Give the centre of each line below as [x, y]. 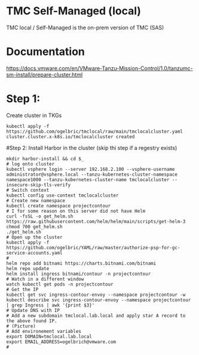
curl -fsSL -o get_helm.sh [40, 216]
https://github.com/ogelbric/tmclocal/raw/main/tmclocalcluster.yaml [95, 131]
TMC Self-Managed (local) [74, 11]
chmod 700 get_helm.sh [34, 227]
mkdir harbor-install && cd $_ [45, 159]
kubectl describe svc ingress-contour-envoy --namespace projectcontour [99, 300]
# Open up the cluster [34, 237]
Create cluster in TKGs [34, 115]
